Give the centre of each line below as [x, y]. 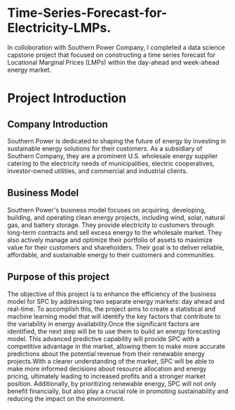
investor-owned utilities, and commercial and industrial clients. [98, 171]
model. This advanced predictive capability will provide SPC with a [103, 338]
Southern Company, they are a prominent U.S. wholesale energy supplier [113, 155]
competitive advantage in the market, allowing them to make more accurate [116, 346]
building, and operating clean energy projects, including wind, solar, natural [116, 217]
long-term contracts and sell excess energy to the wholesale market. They [115, 232]
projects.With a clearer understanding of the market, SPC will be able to [111, 361]
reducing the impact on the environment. [66, 398]
